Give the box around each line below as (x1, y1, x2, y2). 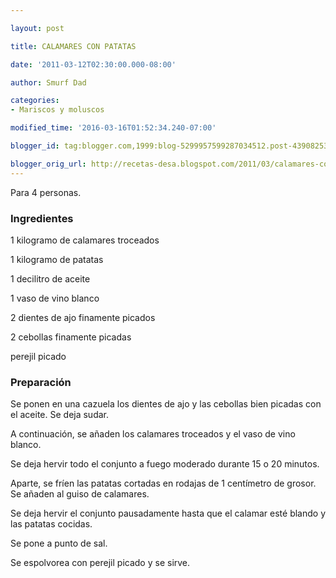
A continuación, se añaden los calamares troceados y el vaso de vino (10, 428, 296, 440)
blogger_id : (10, 141, 60, 151)
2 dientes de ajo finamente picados (10, 311, 156, 323)
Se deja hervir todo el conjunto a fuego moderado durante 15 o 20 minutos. (10, 458, 320, 470)
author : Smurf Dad (10, 77, 87, 88)
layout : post (10, 23, 65, 33)
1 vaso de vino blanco (10, 292, 100, 304)
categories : (10, 96, 60, 106)
